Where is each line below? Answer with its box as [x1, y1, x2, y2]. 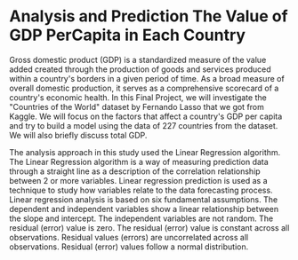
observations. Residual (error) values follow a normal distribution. [9, 241, 249, 252]
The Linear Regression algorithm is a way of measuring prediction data [9, 156, 269, 167]
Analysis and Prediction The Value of [9, 6, 288, 27]
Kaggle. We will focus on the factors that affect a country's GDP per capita [9, 111, 283, 122]
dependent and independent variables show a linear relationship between [9, 203, 279, 214]
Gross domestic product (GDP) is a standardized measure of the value [9, 54, 267, 65]
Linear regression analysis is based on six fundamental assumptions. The [9, 193, 278, 205]
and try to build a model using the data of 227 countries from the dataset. [9, 120, 278, 130]
